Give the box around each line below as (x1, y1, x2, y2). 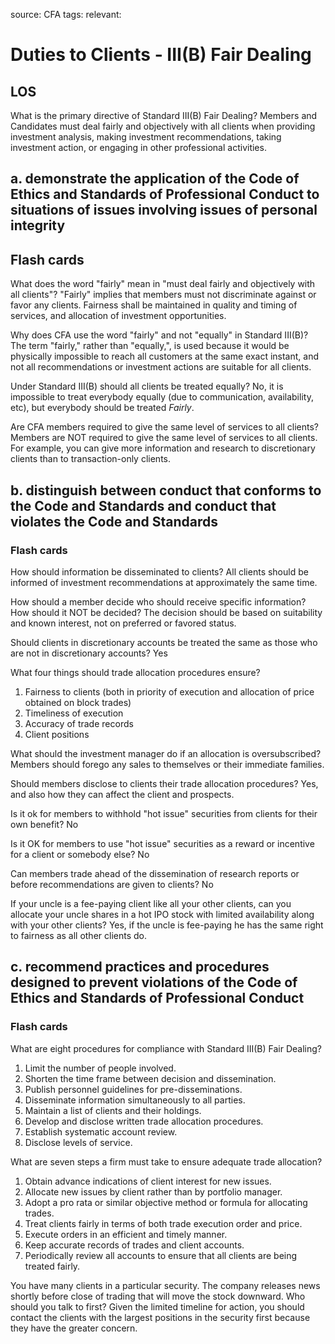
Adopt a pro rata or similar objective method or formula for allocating (24, 1196, 308, 1208)
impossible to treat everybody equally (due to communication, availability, (10, 391, 314, 403)
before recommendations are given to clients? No (10, 878, 214, 890)
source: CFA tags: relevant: (10, 9, 122, 20)
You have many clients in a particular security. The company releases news (10, 1279, 321, 1291)
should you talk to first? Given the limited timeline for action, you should (10, 1300, 305, 1313)
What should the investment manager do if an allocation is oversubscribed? (10, 747, 322, 759)
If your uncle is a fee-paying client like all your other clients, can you (10, 897, 292, 909)
